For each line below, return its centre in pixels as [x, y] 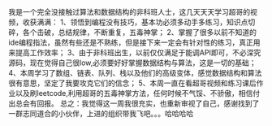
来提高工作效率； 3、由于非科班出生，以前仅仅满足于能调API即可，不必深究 [135, 52]
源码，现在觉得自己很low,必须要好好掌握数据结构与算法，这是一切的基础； [132, 63]
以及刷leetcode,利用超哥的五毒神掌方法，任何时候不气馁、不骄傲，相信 [134, 93]
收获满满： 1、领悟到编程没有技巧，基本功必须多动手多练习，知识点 [135, 22]
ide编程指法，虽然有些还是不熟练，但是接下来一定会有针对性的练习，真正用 [135, 42]
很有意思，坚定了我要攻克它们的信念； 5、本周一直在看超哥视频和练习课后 [133, 83]
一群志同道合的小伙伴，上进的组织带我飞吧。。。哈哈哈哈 [101, 113]
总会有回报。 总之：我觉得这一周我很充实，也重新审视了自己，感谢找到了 [137, 103]
